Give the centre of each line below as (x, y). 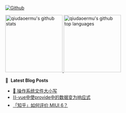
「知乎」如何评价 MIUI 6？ (40, 105)
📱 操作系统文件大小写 (35, 91)
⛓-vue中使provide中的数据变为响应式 (52, 97)
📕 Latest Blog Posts (27, 80)
